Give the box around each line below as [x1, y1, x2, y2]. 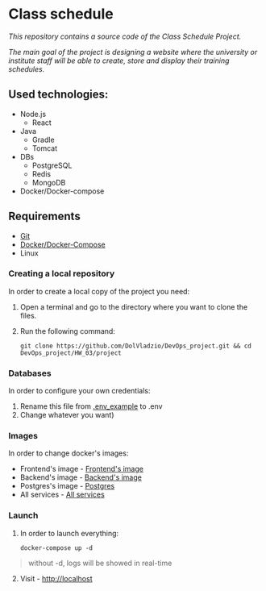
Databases [8, 368, 52, 379]
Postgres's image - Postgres [19, 481, 115, 491]
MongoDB [31, 177, 66, 187]
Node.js [19, 109, 47, 119]
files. [19, 310, 37, 320]
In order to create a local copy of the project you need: [8, 286, 190, 296]
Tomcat [31, 143, 58, 153]
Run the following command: [19, 326, 115, 335]
